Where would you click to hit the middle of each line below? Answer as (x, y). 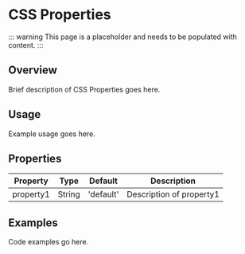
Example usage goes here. (52, 134)
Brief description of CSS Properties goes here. (84, 89)
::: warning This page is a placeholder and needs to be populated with (122, 37)
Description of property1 (173, 194)
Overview (33, 70)
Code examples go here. (49, 242)
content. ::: (26, 45)
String (69, 194)
